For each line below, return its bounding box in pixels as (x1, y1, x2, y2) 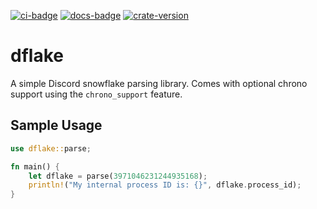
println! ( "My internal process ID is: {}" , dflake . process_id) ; (28, 180, 302, 190)
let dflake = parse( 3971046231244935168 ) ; (28, 171, 208, 181)
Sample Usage (10, 117, 103, 134)
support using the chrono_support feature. (10, 88, 183, 100)
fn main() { (10, 161, 60, 172)
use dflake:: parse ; (10, 143, 92, 154)
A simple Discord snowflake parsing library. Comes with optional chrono (10, 77, 308, 89)
